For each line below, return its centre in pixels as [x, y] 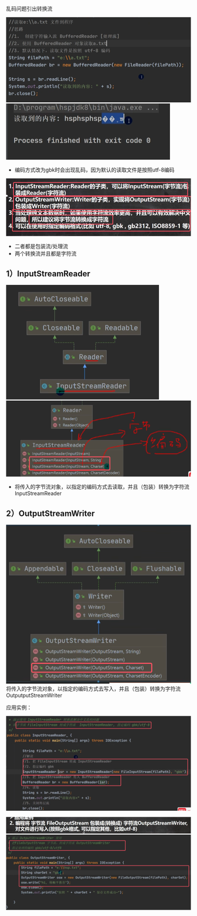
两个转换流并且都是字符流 [45, 253]
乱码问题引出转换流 [29, 9]
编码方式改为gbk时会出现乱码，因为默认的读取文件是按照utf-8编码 [94, 170]
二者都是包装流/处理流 [41, 246]
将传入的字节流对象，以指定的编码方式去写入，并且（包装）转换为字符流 [93, 689]
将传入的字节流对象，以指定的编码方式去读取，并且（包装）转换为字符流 [102, 487]
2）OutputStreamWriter [50, 513]
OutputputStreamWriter [34, 695]
